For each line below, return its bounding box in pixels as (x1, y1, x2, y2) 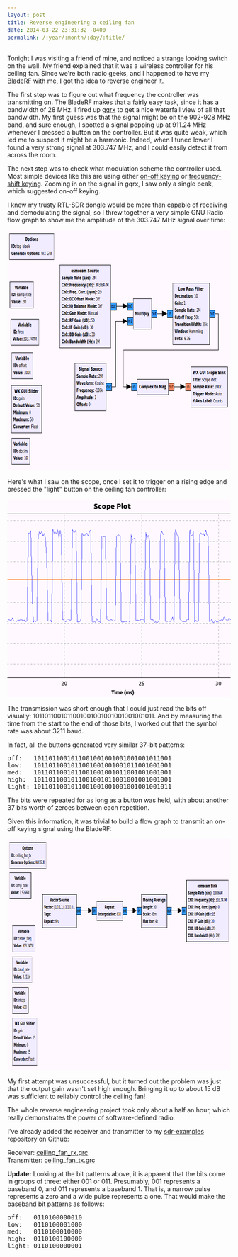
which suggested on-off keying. (7, 187, 101, 196)
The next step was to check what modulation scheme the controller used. (7, 164, 222, 173)
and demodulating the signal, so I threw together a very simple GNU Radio (7, 208, 224, 217)
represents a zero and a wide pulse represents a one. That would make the (7, 1193, 226, 1201)
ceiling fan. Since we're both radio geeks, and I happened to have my (7, 69, 210, 78)
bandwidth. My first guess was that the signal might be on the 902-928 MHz (7, 113, 231, 122)
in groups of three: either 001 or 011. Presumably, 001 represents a (7, 1177, 200, 1186)
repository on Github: (7, 1134, 69, 1144)
